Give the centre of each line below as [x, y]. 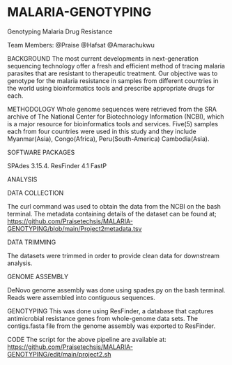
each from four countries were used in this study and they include [102, 131]
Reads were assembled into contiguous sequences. [81, 297]
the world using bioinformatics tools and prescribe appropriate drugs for [111, 88]
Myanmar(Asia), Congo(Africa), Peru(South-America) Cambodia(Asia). [108, 139]
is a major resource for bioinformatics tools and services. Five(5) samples [113, 124]
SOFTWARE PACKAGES [41, 152]
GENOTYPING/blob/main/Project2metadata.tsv [75, 228]
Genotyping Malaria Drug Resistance [60, 31]
